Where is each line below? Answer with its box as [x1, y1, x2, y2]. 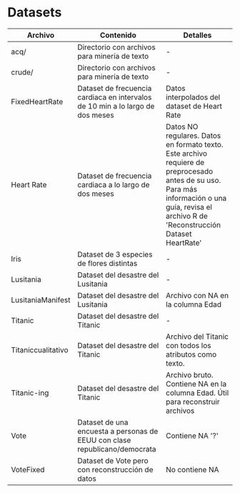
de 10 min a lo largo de [77, 101, 155, 111]
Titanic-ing [11, 387, 49, 397]
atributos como [165, 349, 217, 359]
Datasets [7, 4, 62, 21]
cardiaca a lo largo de [77, 179, 150, 189]
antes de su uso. [165, 175, 221, 185]
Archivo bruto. [165, 369, 214, 379]
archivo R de [165, 211, 209, 221]
